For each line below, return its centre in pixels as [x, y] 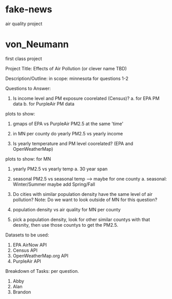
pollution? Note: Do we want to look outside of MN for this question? [85, 200]
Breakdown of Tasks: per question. [42, 271]
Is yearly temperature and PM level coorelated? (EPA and [73, 143]
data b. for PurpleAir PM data [43, 104]
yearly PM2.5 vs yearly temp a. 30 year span [60, 169]
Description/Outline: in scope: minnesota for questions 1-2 [67, 78]
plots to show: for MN [28, 159]
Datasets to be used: [27, 235]
